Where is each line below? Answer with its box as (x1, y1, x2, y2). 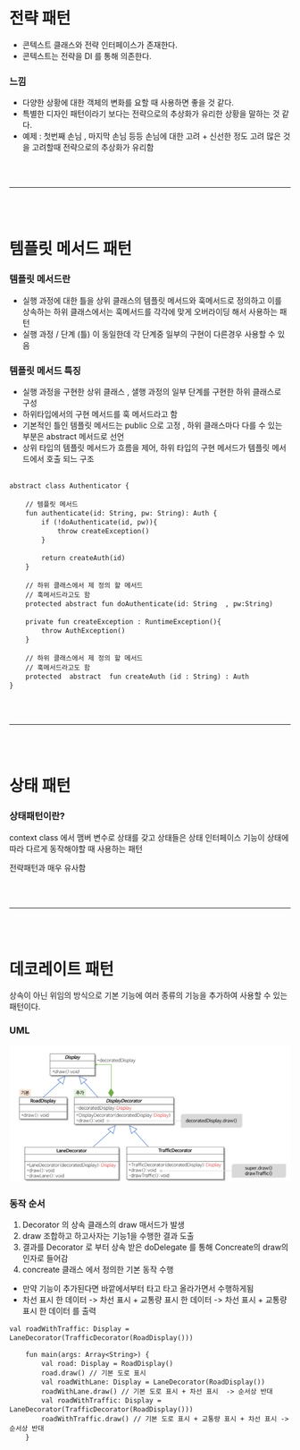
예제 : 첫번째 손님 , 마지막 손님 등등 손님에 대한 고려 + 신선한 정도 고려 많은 (21, 131, 281, 141)
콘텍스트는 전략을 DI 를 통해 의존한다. (21, 50, 152, 61)
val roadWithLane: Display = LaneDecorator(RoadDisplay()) (41, 1377, 266, 1387)
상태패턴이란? (9, 810, 65, 823)
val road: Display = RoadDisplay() (41, 1360, 174, 1369)
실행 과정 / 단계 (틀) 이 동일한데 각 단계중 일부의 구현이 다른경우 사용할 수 (21, 328, 276, 339)
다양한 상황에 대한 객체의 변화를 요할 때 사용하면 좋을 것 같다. (21, 98, 235, 108)
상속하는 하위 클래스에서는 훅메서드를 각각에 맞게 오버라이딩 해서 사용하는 (21, 306, 279, 317)
